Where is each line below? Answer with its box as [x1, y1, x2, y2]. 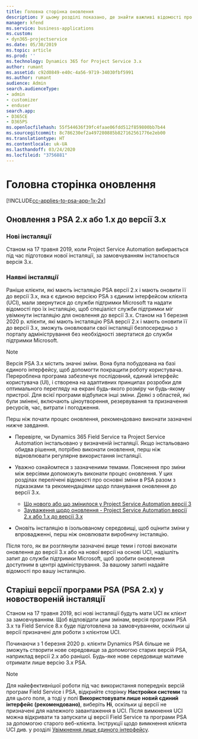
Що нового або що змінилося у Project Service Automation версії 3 [23, 501, 191, 508]
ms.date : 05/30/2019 [6, 42, 58, 48]
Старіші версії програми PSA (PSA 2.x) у [6, 585, 164, 595]
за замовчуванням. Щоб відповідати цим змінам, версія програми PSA [6, 616, 187, 623]
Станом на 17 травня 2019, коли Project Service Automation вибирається [6, 246, 189, 253]
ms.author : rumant [6, 75, 52, 81]
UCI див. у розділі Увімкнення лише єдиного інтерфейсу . [6, 726, 150, 733]
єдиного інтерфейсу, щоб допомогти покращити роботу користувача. [6, 366, 183, 374]
